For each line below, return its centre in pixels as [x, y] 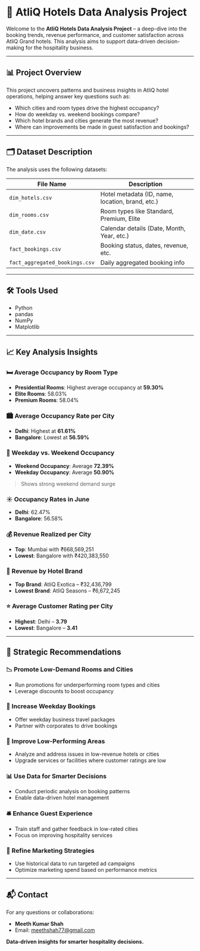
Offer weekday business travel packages [65, 719]
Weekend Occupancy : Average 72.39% [64, 466]
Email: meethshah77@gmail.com [55, 930]
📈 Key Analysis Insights [52, 352]
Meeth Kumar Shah [39, 924]
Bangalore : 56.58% [39, 518]
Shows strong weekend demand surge [68, 484]
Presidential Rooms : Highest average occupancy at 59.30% [89, 388]
